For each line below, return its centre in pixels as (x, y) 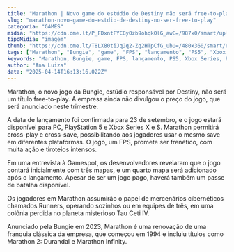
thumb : (17, 46)
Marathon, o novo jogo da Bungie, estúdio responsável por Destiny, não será (117, 92)
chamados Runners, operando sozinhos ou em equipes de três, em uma (110, 205)
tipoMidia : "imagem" (37, 40)
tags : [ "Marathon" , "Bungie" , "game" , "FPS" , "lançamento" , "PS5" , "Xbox (117, 53)
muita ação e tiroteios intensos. (52, 149)
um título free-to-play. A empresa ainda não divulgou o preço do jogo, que (114, 99)
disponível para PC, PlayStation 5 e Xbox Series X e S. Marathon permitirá (113, 127)
